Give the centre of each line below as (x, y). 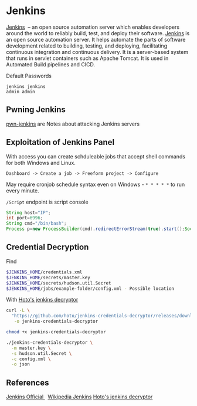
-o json (21, 364)
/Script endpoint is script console (47, 202)
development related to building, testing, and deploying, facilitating (87, 46)
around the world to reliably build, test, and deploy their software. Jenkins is (98, 33)
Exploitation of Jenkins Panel (60, 142)
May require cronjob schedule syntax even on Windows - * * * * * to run (96, 184)
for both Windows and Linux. (41, 163)
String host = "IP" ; (28, 212)
